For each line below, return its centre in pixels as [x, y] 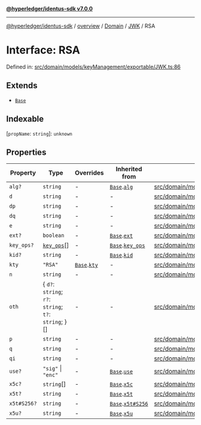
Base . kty [86, 265]
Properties [26, 152]
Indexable [25, 119]
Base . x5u [121, 414]
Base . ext [121, 235]
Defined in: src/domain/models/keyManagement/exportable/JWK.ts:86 [93, 67]
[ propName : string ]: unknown [39, 133]
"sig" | [52, 369]
